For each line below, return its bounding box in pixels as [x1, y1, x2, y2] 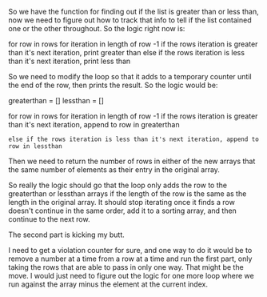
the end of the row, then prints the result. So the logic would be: [8, 80, 218, 90]
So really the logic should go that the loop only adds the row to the [8, 180, 228, 190]
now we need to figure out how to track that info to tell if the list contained [8, 15, 252, 25]
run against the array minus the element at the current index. [8, 279, 208, 289]
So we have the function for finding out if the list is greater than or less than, [8, 7, 259, 16]
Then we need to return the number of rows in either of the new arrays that [8, 156, 256, 166]
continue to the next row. [8, 215, 90, 223]
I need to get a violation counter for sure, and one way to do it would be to [8, 246, 253, 255]
